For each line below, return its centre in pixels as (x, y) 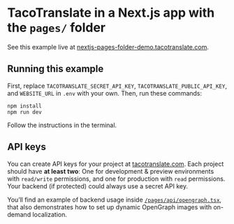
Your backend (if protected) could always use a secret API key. (98, 186)
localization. (50, 214)
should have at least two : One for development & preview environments (111, 171)
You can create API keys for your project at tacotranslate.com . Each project (116, 164)
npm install (24, 106)
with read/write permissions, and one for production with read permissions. (116, 179)
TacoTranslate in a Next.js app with (111, 13)
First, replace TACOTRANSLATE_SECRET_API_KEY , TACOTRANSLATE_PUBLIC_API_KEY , (117, 86)
